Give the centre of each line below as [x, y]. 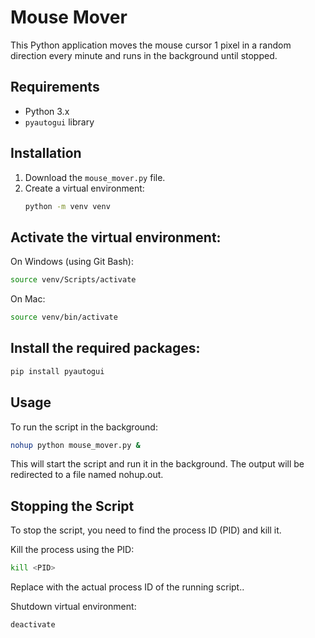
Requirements [55, 87]
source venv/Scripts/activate [73, 280]
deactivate [33, 625]
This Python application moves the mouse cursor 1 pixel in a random [151, 45]
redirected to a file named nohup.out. [87, 475]
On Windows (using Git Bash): [72, 262]
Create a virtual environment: [84, 188]
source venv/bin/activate [64, 317]
